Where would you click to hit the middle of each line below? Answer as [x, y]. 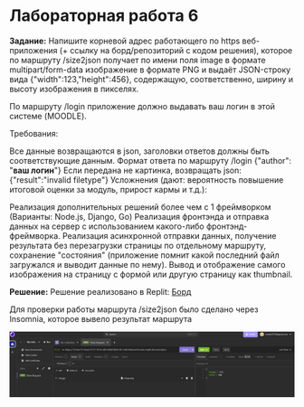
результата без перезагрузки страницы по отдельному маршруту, [138, 245]
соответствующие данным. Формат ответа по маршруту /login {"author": [151, 160]
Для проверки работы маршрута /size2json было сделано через [134, 309]
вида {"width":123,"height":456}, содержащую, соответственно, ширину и [152, 79]
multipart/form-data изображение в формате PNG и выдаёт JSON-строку [150, 70]
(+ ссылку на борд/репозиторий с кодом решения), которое [176, 50]
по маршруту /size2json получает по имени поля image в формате [138, 60]
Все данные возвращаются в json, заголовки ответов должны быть [139, 151]
